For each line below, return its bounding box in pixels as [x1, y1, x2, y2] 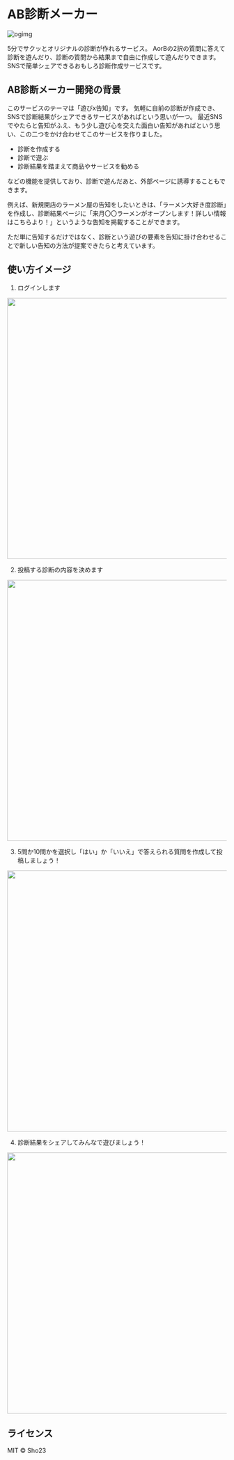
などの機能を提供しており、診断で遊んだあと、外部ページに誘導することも [7, 177, 220, 185]
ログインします [17, 283, 61, 292]
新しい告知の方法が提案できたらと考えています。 [19, 241, 159, 249]
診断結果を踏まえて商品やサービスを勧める [17, 162, 140, 171]
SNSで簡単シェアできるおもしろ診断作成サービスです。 [7, 61, 166, 70]
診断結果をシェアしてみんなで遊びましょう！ [17, 1138, 146, 1146]
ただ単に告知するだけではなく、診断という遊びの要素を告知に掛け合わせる [7, 233, 221, 241]
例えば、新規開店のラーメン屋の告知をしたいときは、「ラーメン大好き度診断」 [7, 200, 226, 209]
